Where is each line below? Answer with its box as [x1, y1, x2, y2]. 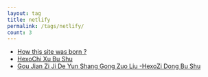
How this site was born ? [16, 48, 87, 56]
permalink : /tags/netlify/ [7, 22, 84, 29]
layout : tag [7, 10, 41, 17]
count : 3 [7, 29, 32, 36]
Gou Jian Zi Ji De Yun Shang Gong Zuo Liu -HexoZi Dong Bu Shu [16, 62, 201, 70]
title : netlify [7, 16, 51, 23]
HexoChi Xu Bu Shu [16, 55, 73, 63]
